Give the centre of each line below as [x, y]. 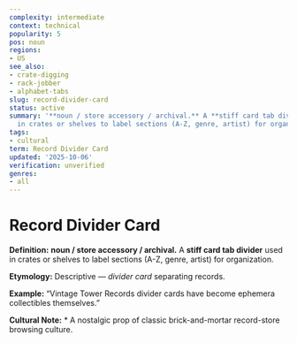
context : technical [45, 26]
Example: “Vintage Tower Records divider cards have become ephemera [142, 293]
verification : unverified [57, 165]
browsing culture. [41, 330]
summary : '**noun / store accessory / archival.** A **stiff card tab [142, 116]
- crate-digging [39, 75]
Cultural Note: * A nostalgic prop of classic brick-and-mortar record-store [145, 320]
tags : [19, 133]
